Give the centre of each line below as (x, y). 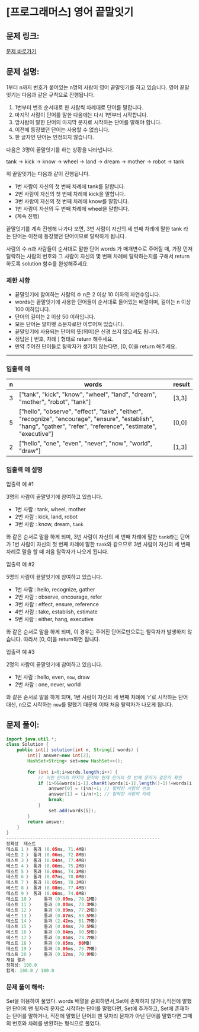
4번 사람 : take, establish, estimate (56, 612)
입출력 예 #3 (20, 651)
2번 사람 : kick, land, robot (46, 517)
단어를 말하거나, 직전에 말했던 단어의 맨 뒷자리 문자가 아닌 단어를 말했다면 (97, 1016)
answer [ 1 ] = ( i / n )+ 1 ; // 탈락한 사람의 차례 (99, 794)
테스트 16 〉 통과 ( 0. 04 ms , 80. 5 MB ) (52, 932)
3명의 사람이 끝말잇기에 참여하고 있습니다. (54, 496)
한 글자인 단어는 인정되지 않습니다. (54, 137)
